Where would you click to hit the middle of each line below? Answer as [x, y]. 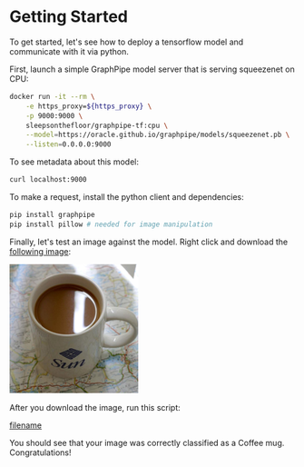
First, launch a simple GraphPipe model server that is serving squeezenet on [152, 69]
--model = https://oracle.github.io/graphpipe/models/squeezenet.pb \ [158, 135]
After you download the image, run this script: [95, 407]
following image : [40, 251]
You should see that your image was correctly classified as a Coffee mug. [147, 442]
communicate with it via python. [69, 51]
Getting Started [69, 17]
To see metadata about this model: [74, 162]
